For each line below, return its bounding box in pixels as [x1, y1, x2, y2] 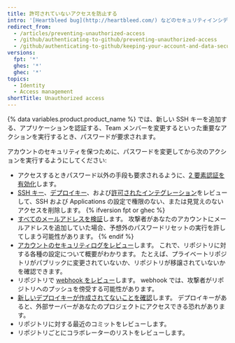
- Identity [13, 82, 45, 89]
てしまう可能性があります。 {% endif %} [17, 232, 134, 240]
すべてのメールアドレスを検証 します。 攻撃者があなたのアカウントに [17, 215, 215, 223]
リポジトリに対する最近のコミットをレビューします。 [17, 320, 171, 328]
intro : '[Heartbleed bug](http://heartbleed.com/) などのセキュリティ [7, 17, 208, 24]
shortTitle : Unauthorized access [7, 95, 105, 102]
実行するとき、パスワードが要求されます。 [37, 132, 159, 141]
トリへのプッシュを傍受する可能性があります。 [23, 285, 159, 293]
